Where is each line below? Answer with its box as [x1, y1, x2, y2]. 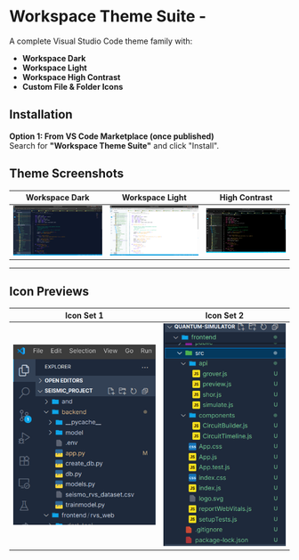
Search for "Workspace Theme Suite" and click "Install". [9, 140, 220, 150]
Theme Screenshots [9, 166, 125, 182]
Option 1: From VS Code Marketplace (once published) [9, 131, 215, 142]
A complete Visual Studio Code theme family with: [9, 36, 193, 46]
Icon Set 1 [65, 310, 104, 321]
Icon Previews [9, 284, 90, 299]
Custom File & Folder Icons [21, 81, 124, 92]
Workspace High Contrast [21, 71, 121, 82]
